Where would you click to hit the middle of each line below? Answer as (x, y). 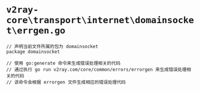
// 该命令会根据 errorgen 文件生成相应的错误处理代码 (66, 82)
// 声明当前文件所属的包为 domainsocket (52, 46)
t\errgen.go (36, 31)
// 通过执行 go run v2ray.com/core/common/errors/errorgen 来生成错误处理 (96, 70)
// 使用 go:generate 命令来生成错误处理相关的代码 (63, 63)
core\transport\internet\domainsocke (100, 21)
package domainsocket (33, 52)
